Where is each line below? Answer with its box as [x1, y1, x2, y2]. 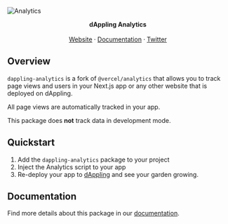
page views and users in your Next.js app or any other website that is [7, 81, 208, 90]
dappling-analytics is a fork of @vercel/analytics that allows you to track [7, 74, 221, 82]
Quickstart [7, 137, 55, 149]
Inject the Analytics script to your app [17, 162, 126, 171]
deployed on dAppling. [7, 88, 73, 98]
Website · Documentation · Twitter [69, 35, 167, 44]
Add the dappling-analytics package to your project [17, 155, 170, 164]
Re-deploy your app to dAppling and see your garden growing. [17, 170, 199, 178]
